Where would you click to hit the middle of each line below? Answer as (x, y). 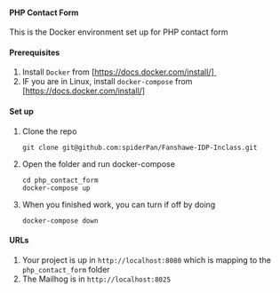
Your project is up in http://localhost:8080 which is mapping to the (146, 260)
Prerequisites (35, 52)
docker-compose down (60, 221)
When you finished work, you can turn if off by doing (119, 204)
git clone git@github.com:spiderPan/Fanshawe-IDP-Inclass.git (140, 147)
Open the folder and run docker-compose (99, 163)
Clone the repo (49, 131)
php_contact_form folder (66, 269)
